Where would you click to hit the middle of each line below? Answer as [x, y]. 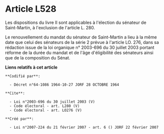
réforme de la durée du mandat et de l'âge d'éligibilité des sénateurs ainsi [79, 53]
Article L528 [31, 9]
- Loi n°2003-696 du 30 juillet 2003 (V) [52, 102]
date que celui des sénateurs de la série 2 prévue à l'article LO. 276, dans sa [82, 42]
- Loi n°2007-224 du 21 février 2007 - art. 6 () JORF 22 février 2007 [84, 127]
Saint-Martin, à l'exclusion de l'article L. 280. [50, 27]
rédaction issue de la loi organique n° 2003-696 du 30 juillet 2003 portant [80, 47]
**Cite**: [15, 93]
